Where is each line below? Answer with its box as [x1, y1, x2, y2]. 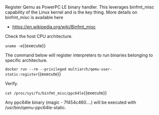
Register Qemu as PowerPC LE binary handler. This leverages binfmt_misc [5, 4, 155, 10]
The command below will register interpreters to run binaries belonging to [5, 52, 153, 58]
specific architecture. [5, 57, 48, 63]
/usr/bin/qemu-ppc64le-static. [5, 105, 66, 110]
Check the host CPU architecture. [5, 34, 73, 39]
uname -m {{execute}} [5, 43, 46, 48]
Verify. [5, 80, 19, 86]
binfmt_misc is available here [5, 15, 63, 20]
